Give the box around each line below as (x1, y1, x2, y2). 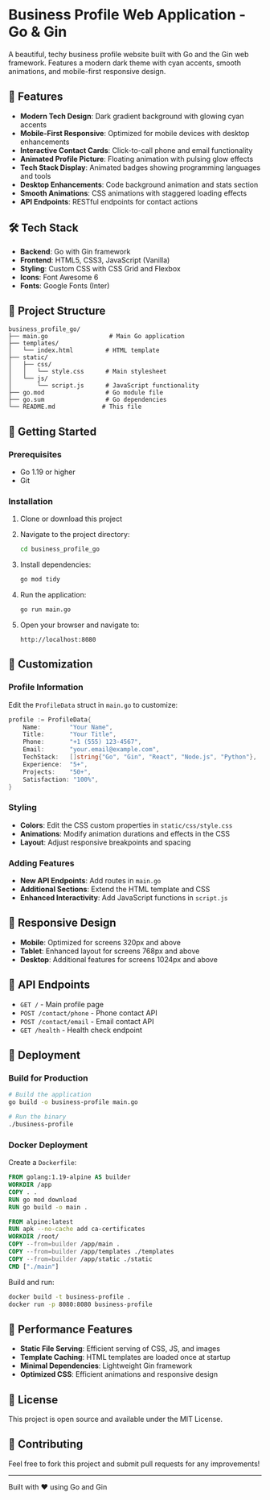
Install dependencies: (19, 560, 92, 569)
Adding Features (8, 857, 75, 869)
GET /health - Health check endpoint (19, 1025, 143, 1035)
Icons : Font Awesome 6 (19, 272, 99, 282)
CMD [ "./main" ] (8, 1262, 59, 1271)
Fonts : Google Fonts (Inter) (19, 280, 110, 291)
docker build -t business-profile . (8, 1292, 131, 1301)
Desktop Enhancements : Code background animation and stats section (19, 180, 259, 189)
